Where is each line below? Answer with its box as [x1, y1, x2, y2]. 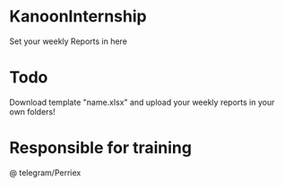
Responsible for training [9, 138, 193, 158]
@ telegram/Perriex [9, 167, 82, 178]
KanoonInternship [9, 6, 147, 27]
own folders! [9, 106, 56, 117]
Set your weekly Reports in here [9, 36, 128, 47]
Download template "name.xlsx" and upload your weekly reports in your [9, 97, 275, 107]
